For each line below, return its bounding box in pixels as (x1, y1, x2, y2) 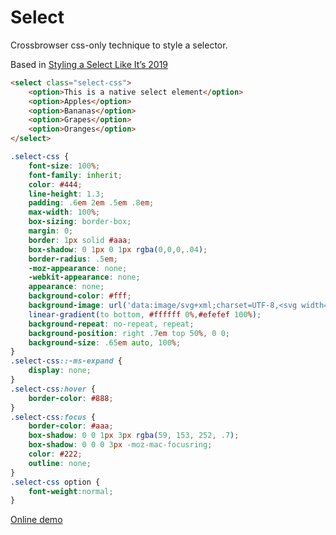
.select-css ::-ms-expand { (10, 356, 123, 366)
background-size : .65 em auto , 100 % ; (28, 337, 182, 348)
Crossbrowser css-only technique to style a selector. (10, 39, 228, 51)
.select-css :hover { (10, 384, 97, 394)
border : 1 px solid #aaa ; (28, 235, 132, 245)
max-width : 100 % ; (28, 207, 101, 218)
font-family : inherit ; (28, 170, 123, 180)
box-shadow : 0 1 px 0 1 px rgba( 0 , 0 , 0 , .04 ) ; (28, 244, 208, 255)
